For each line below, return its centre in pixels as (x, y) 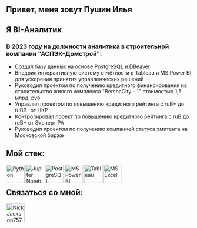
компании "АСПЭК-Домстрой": (54, 53)
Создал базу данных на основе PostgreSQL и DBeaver (82, 66)
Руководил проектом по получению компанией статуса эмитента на (101, 129)
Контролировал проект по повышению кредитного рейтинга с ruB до (102, 116)
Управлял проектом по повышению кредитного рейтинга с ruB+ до (99, 104)
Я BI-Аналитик (34, 30)
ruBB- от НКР (31, 110)
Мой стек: (26, 154)
